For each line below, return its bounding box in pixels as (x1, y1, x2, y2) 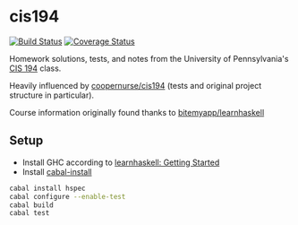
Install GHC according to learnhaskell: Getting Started (21, 157, 220, 168)
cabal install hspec (9, 184, 87, 193)
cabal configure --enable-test (9, 192, 126, 201)
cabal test (9, 209, 50, 218)
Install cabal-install (21, 166, 92, 177)
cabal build (9, 200, 54, 210)
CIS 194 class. (9, 63, 62, 74)
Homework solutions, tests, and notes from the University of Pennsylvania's (9, 53, 289, 64)
